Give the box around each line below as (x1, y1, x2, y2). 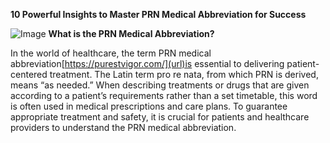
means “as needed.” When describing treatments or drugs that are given (10, 79, 310, 91)
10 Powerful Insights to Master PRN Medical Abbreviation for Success (10, 9, 307, 20)
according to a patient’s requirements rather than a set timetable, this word (10, 90, 318, 101)
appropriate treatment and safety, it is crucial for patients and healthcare (10, 111, 310, 123)
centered (10, 69, 48, 80)
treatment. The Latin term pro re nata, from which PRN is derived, (49, 69, 319, 80)
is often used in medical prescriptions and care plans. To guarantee (10, 100, 288, 112)
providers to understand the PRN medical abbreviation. (10, 122, 237, 133)
